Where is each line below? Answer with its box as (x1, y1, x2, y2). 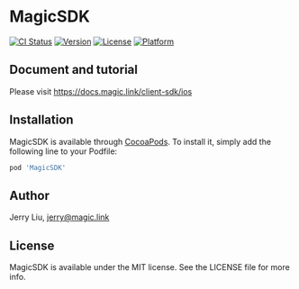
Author (9, 187, 50, 203)
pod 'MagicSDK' (9, 163, 67, 172)
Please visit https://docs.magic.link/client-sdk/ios (9, 86, 193, 96)
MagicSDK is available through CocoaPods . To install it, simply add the (9, 136, 272, 147)
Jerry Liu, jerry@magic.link (9, 212, 110, 222)
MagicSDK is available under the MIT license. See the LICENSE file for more (9, 262, 290, 273)
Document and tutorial (9, 62, 138, 77)
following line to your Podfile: (9, 146, 118, 157)
